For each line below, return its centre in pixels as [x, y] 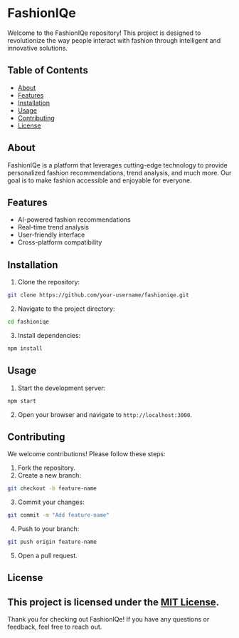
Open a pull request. [48, 555]
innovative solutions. [37, 48]
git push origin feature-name [52, 542]
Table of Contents [48, 70]
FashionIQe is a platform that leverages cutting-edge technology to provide [117, 165]
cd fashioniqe [28, 322]
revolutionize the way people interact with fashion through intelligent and [114, 40]
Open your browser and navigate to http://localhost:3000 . [105, 414]
